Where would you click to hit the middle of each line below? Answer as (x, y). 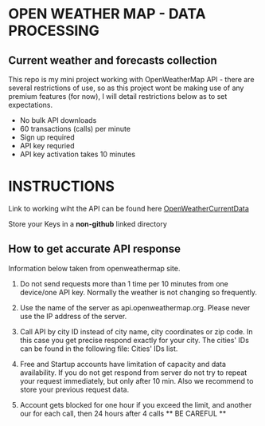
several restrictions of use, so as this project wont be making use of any (126, 88)
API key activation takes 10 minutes (78, 154)
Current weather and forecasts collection (113, 60)
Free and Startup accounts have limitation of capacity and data (123, 364)
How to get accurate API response (95, 249)
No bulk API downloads (58, 120)
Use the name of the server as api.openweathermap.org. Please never (135, 307)
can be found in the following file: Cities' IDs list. (99, 349)
